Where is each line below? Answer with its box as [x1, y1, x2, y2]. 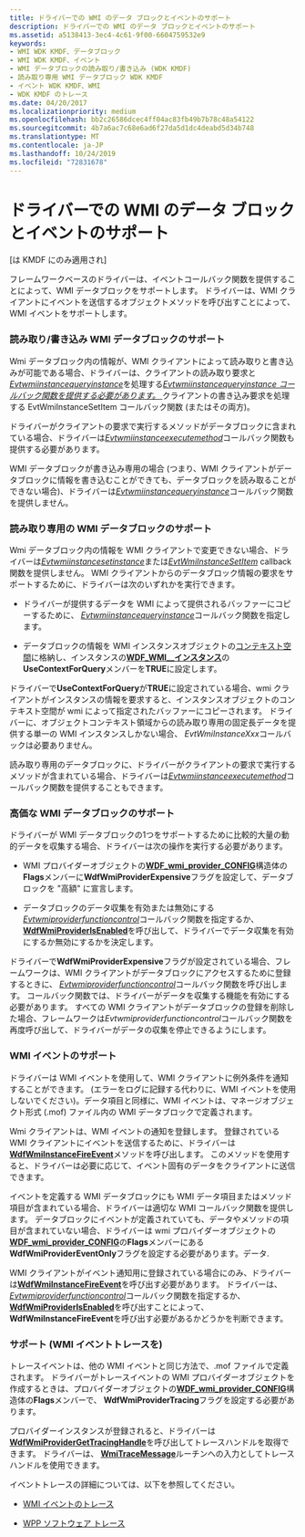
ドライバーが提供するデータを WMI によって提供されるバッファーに [22, 599, 276, 610]
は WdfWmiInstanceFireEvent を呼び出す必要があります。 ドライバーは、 [9, 1279, 282, 1290]
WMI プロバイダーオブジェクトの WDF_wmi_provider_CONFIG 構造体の [22, 860, 289, 872]
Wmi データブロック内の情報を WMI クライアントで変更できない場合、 [9, 545, 273, 556]
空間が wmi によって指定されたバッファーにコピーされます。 [40, 706, 268, 716]
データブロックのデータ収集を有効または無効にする [22, 903, 215, 914]
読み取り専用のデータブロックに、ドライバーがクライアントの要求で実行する [9, 759, 296, 770]
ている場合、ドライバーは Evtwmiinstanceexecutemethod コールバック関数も [9, 432, 295, 443]
